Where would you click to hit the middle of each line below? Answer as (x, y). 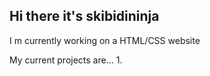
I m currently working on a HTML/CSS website (105, 40)
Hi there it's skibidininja (84, 16)
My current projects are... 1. (66, 60)
